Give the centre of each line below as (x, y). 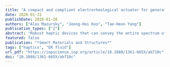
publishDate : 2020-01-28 (31, 19)
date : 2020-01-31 (24, 15)
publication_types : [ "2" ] (32, 29)
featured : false (22, 38)
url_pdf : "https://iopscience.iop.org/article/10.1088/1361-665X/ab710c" (85, 52)
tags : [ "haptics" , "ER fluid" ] (38, 47)
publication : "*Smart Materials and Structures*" (59, 43)
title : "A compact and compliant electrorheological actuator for (77, 10)
